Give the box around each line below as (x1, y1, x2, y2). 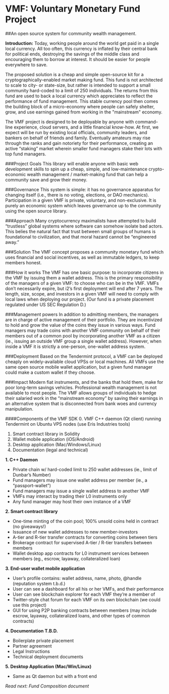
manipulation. (5, 406, 34, 412)
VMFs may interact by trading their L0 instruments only (12, 493, 127, 499)
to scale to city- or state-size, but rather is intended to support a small (5, 82, 151, 88)
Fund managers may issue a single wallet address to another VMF (12, 488, 150, 494)
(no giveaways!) (12, 523, 46, 530)
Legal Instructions (12, 648, 50, 654)
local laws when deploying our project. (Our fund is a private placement (5, 296, 154, 302)
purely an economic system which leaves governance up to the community (5, 202, 161, 208)
